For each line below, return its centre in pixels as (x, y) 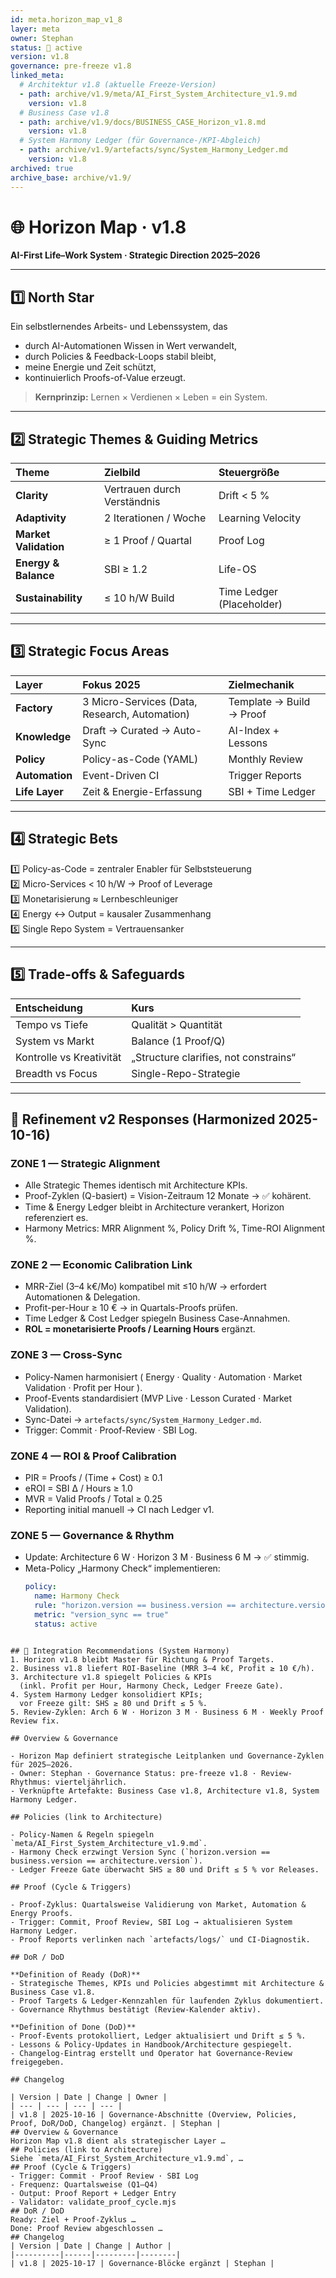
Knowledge (43, 736)
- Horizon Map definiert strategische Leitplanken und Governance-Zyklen (167, 1756)
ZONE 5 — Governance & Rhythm (92, 1535)
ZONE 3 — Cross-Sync (66, 1355)
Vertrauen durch (142, 489)
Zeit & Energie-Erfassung (142, 791)
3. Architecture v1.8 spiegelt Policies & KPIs (111, 1677)
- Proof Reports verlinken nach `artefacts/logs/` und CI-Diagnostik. (160, 1939)
